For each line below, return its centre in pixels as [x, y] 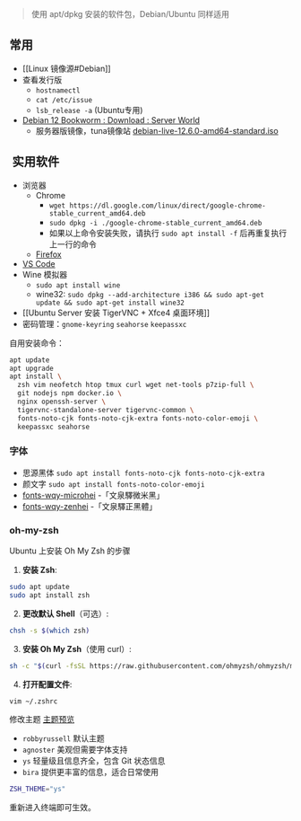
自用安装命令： [37, 343]
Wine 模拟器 [45, 274]
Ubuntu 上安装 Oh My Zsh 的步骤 [70, 551]
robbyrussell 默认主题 [63, 738]
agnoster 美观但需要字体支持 [75, 750]
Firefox [48, 254]
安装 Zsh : [40, 570]
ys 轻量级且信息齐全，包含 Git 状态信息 [94, 761]
